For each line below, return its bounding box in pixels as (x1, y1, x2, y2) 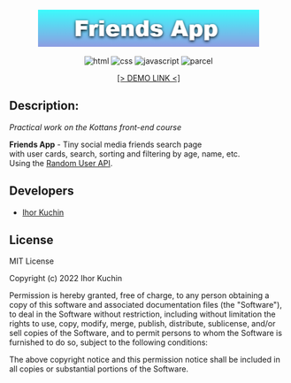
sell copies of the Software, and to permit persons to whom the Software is (9, 328, 283, 339)
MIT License (9, 256, 55, 266)
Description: (9, 98, 80, 113)
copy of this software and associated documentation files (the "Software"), (9, 300, 283, 310)
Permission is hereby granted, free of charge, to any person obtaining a (9, 290, 270, 301)
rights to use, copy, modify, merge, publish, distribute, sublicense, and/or (9, 318, 276, 329)
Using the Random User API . (9, 157, 113, 168)
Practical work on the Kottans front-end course (9, 121, 182, 133)
